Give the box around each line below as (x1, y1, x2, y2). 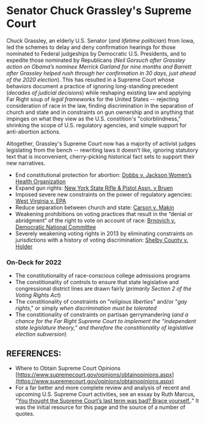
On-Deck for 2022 (6, 258, 62, 266)
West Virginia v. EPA (15, 197, 66, 204)
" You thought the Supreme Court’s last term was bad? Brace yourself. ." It (15, 397, 199, 405)
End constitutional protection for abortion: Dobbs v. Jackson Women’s (15, 171, 192, 178)
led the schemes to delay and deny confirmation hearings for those (6, 43, 176, 51)
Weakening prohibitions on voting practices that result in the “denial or (15, 210, 193, 217)
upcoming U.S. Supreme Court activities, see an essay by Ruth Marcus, (15, 391, 195, 398)
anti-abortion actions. (6, 128, 61, 135)
